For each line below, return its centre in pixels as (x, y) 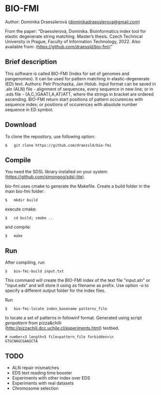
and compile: (18, 227)
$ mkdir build (21, 200)
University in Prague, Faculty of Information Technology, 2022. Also (73, 41)
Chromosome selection (35, 388)
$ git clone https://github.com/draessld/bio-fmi (58, 145)
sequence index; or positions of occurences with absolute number (71, 104)
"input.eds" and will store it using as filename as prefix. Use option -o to (77, 286)
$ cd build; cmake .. (29, 218)
